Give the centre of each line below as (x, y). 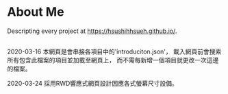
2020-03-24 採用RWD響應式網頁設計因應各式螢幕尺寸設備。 (92, 84)
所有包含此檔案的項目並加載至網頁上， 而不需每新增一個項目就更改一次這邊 (113, 60)
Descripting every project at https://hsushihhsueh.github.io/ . (92, 31)
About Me (36, 12)
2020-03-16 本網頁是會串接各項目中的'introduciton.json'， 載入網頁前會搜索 (114, 51)
